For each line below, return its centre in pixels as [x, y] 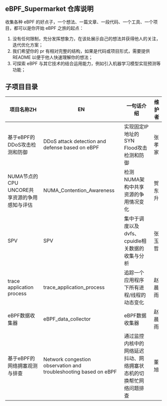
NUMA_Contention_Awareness [79, 190]
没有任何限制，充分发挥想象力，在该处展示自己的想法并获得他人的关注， [86, 38]
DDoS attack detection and [75, 141]
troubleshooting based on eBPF [80, 372]
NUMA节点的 [23, 176]
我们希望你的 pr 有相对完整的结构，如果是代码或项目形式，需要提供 [81, 51]
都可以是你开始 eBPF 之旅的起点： [49, 28]
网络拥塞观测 [23, 366]
